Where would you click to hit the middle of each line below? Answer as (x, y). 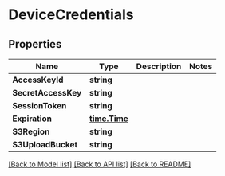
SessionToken (39, 106)
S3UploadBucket (45, 145)
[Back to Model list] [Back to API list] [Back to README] (100, 164)
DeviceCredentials (71, 15)
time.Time (109, 119)
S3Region (31, 131)
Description (159, 66)
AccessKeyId (38, 80)
